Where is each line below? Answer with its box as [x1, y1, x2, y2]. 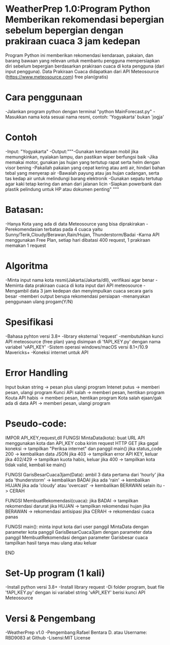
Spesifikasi [5, 316, 53, 328]
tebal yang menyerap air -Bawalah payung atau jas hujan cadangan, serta [5, 170, 159, 176]
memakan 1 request [5, 242, 47, 248]
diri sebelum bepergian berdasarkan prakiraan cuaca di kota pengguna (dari [5, 63, 164, 69]
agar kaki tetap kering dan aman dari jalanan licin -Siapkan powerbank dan [5, 181, 161, 187]
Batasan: [5, 204, 44, 215]
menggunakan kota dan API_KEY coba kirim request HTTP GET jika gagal [5, 440, 159, 446]
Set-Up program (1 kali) [5, 567, 105, 579]
